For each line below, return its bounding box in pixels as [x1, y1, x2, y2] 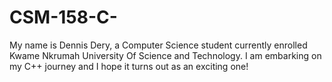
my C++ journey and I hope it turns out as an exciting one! [9, 60, 249, 72]
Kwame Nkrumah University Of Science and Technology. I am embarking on [9, 49, 322, 61]
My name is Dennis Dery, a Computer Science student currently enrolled [9, 39, 308, 51]
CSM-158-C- [9, 6, 118, 29]
